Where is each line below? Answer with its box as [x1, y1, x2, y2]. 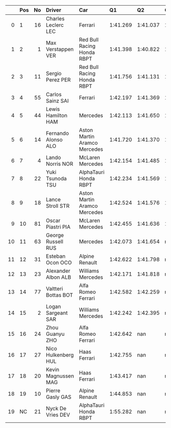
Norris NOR [45, 160, 74, 167]
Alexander [45, 267, 70, 274]
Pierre [45, 387, 61, 394]
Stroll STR [45, 202, 70, 209]
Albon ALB [45, 274, 71, 281]
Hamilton [45, 112, 68, 119]
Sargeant [45, 309, 68, 316]
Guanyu [45, 331, 65, 337]
